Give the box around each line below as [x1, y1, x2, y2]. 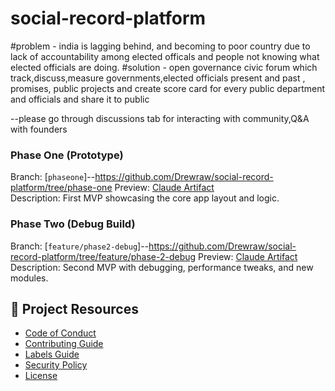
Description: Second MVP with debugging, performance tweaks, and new [10, 261, 314, 273]
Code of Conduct [24, 327, 97, 339]
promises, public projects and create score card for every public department [10, 82, 325, 94]
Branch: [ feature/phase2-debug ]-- [10, 240, 150, 252]
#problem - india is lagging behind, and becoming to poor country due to [10, 40, 311, 52]
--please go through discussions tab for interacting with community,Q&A [10, 112, 310, 124]
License [24, 370, 58, 382]
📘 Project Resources [10, 300, 139, 317]
